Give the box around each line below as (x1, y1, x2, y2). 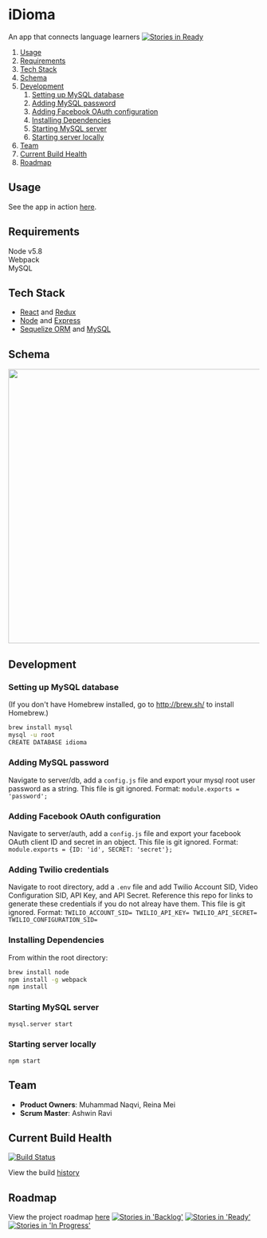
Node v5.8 (8, 246, 42, 256)
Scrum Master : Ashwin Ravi (19, 1108, 112, 1118)
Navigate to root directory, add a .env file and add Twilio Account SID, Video (8, 882, 258, 892)
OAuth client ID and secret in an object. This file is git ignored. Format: (8, 838, 239, 847)
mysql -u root (8, 731, 56, 739)
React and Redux (19, 307, 77, 317)
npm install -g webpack (8, 976, 88, 984)
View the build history (8, 1168, 80, 1177)
